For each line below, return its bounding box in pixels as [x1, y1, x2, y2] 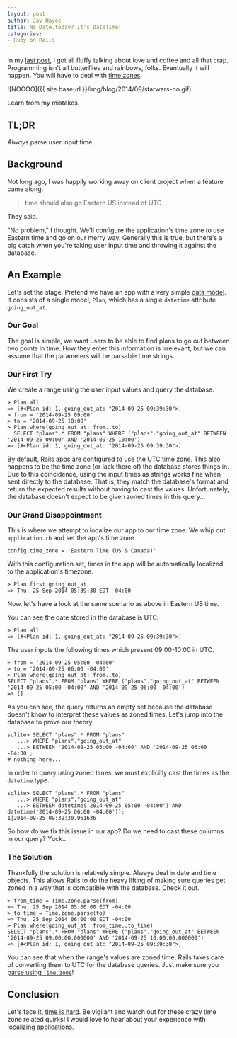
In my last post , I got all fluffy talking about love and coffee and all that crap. [7, 56, 229, 64]
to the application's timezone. [7, 567, 94, 576]
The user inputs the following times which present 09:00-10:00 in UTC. [7, 646, 214, 654]
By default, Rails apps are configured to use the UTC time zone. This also [7, 455, 221, 464]
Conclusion [7, 988, 59, 1000]
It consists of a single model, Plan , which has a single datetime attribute [7, 295, 216, 304]
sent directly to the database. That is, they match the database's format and [7, 477, 229, 486]
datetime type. [7, 776, 50, 785]
